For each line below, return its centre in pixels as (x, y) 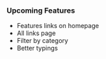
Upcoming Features (41, 11)
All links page (36, 33)
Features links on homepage (58, 26)
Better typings (37, 48)
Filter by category (42, 41)
